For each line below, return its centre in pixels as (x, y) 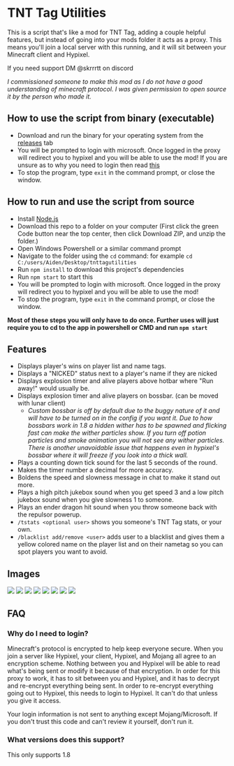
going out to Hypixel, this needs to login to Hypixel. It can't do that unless (112, 693)
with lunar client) (42, 403)
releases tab (35, 143)
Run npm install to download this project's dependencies (101, 269)
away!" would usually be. (53, 389)
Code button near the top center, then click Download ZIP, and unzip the (121, 233)
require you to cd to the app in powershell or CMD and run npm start (108, 327)
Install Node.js (38, 219)
